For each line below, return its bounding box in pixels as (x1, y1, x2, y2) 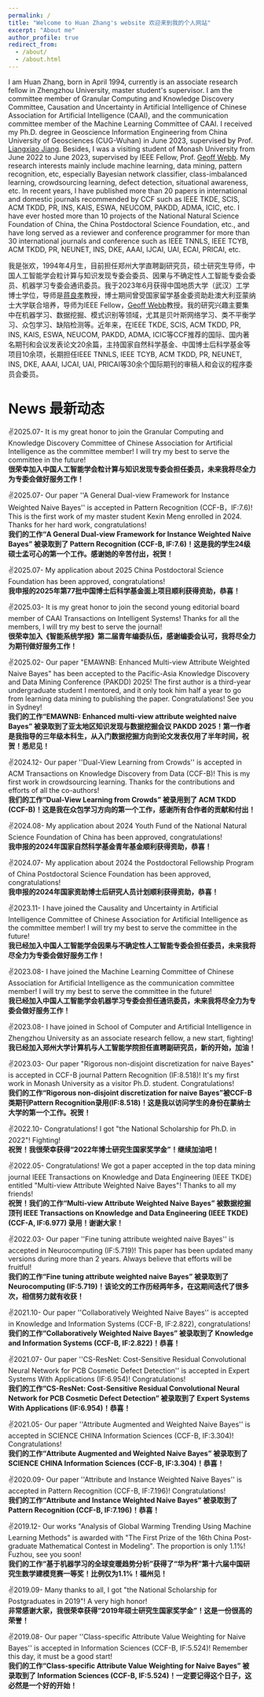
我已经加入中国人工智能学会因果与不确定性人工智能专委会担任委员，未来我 (8, 940, 249, 950)
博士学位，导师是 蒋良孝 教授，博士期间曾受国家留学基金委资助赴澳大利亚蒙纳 (8, 290, 256, 300)
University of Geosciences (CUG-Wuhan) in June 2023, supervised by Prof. (8, 136, 253, 145)
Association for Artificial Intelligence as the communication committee (8, 978, 235, 988)
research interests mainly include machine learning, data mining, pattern (8, 161, 242, 170)
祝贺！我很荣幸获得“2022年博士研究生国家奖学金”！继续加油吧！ (8, 1144, 219, 1154)
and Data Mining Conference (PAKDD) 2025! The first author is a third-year (8, 677, 251, 687)
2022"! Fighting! (8, 1135, 61, 1144)
